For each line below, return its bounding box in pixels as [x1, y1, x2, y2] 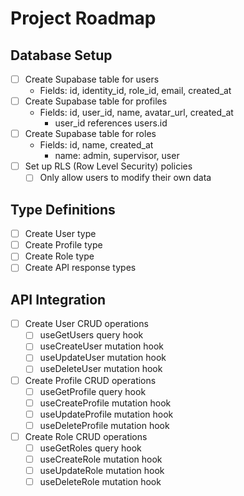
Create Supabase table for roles [24, 128, 157, 140]
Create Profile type [24, 239, 103, 251]
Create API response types [24, 262, 137, 274]
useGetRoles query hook [39, 442, 142, 454]
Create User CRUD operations [24, 318, 149, 330]
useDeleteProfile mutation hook [39, 419, 170, 431]
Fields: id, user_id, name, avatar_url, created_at [39, 107, 234, 119]
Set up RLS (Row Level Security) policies [24, 160, 193, 172]
